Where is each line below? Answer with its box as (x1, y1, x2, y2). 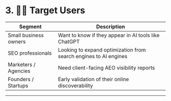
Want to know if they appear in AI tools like (58, 32, 160, 39)
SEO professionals (8, 49, 52, 57)
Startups (8, 82, 28, 89)
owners (8, 38, 26, 45)
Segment (19, 23, 42, 30)
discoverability (58, 82, 93, 89)
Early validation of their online (58, 75, 129, 83)
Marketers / (8, 61, 36, 68)
